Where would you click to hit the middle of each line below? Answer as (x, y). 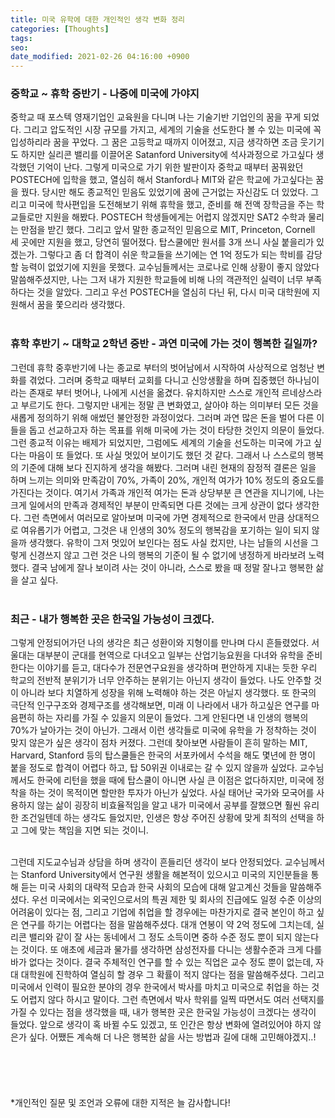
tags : (21, 38)
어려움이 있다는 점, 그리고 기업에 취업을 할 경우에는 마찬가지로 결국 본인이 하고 (162, 912)
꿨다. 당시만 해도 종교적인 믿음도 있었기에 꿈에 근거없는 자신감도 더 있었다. (164, 192)
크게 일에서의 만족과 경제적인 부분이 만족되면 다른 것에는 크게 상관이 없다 (151, 505)
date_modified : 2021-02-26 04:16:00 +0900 (100, 57)
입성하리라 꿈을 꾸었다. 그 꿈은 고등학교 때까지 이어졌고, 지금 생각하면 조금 (154, 142)
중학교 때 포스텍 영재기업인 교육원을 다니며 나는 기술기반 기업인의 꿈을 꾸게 (156, 117)
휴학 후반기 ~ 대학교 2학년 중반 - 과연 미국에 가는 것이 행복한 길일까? (164, 344)
